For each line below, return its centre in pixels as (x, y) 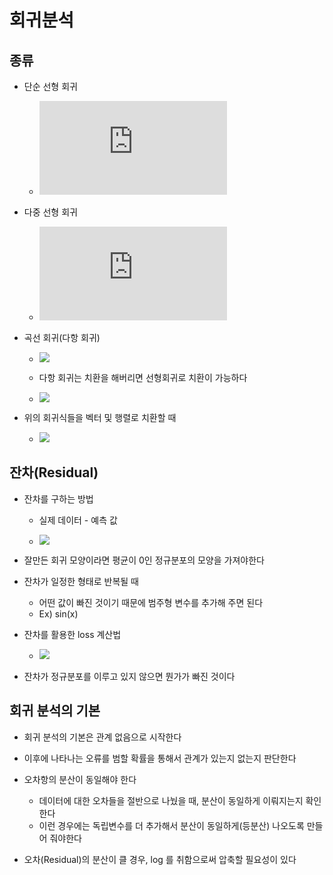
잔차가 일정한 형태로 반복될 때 (81, 581)
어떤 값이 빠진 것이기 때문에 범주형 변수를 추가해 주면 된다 (151, 602)
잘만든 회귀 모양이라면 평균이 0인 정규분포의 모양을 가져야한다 (144, 560)
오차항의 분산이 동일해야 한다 (80, 779)
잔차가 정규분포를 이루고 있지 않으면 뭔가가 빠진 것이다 (129, 676)
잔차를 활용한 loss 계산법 (72, 634)
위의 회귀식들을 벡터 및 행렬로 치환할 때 (100, 417)
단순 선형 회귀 (50, 86)
